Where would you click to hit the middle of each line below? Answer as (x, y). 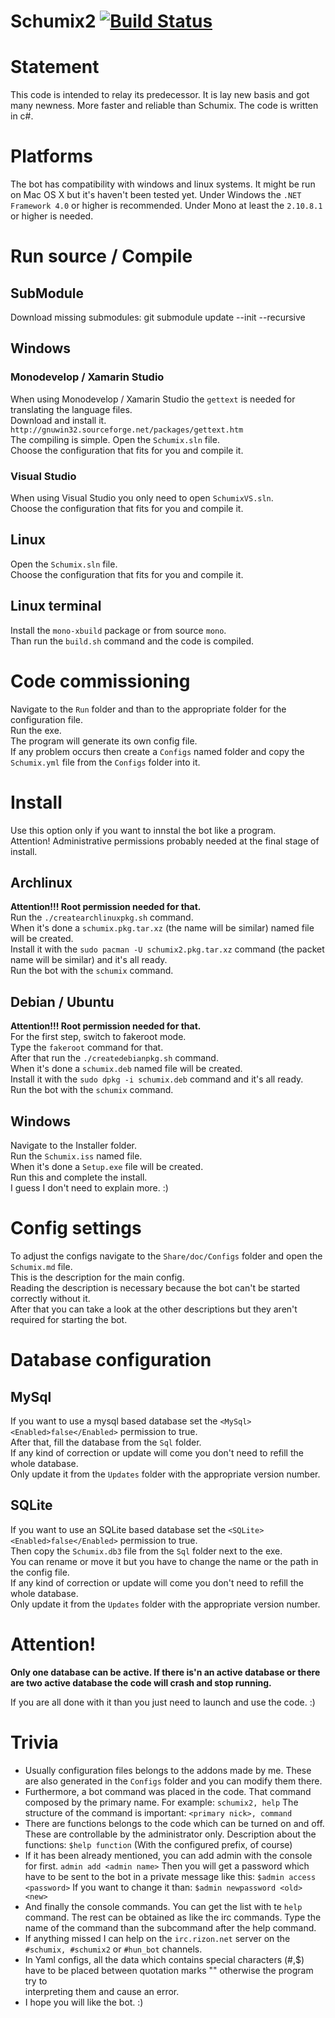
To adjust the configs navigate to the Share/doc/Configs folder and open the (166, 1256)
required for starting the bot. (69, 1319)
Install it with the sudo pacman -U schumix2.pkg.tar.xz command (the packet (167, 949)
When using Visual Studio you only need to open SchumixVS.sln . (142, 498)
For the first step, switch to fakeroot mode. (98, 1037)
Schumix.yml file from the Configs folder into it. (105, 762)
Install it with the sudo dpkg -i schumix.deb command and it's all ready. (157, 1079)
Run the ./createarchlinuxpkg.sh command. (102, 917)
